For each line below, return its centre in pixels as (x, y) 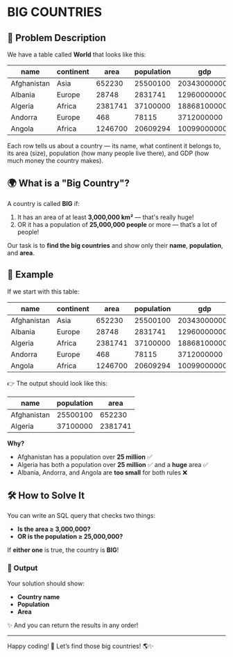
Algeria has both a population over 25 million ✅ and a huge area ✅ (113, 464)
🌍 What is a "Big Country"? (68, 183)
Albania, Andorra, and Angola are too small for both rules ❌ (102, 472)
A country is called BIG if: (43, 203)
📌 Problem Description (57, 38)
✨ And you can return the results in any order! (73, 625)
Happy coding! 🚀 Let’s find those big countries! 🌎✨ (80, 646)
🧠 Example (31, 275)
